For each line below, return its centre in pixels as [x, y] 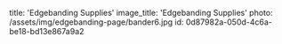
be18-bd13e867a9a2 [47, 31]
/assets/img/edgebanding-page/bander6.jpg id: [97, 22]
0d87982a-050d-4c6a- [229, 22]
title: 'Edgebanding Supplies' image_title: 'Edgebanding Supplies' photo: [141, 13]
